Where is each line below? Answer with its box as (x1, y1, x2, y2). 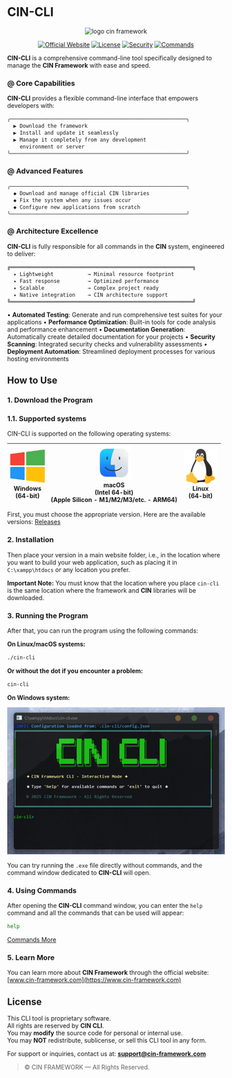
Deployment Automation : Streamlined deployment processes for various (7, 347, 215, 355)
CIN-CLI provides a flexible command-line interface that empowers (7, 94, 199, 102)
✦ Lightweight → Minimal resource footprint (13, 270, 175, 277)
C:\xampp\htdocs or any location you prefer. (7, 565, 130, 574)
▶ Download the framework (13, 122, 88, 130)
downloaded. (7, 593, 45, 602)
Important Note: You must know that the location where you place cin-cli (7, 579, 220, 587)
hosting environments (7, 354, 69, 363)
